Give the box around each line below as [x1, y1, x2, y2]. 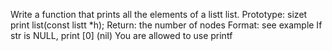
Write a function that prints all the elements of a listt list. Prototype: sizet [10, 9, 308, 20]
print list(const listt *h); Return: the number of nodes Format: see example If [10, 19, 323, 31]
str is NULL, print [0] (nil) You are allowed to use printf [10, 30, 233, 41]
